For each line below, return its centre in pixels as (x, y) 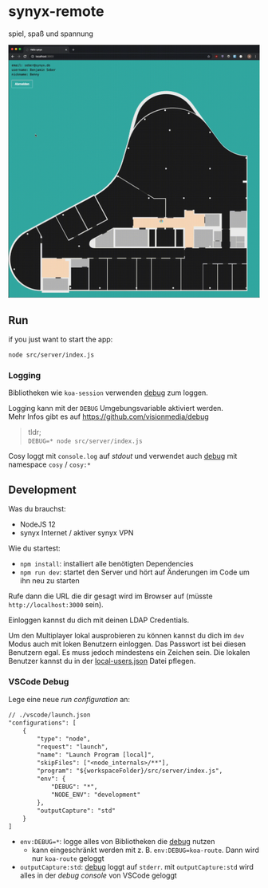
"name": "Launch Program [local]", (96, 755)
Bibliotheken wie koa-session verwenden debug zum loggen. (108, 393)
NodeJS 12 (37, 524)
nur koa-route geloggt (68, 858)
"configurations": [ (43, 723)
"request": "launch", (73, 747)
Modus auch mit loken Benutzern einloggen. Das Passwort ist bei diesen (127, 644)
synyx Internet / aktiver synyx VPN (77, 533)
